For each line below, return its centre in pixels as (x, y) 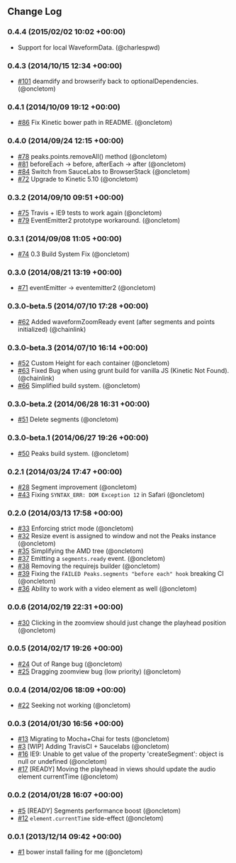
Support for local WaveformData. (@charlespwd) (89, 47)
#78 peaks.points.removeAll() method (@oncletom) (92, 156)
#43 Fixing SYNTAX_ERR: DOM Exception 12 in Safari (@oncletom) (111, 494)
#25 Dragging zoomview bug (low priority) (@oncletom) (99, 671)
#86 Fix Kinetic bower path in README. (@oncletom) (95, 123)
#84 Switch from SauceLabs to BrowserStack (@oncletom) (104, 171)
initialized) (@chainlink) (52, 329)
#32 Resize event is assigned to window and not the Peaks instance (117, 536)
